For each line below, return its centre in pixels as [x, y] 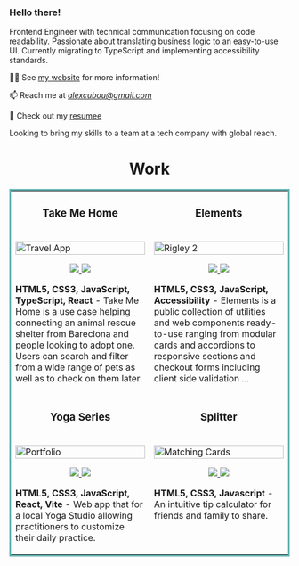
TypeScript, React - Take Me [77, 300]
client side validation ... [202, 379]
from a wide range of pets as [76, 367]
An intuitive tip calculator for [213, 504]
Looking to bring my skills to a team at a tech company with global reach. [143, 133]
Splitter [218, 417]
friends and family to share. [211, 516]
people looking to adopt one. [75, 345]
